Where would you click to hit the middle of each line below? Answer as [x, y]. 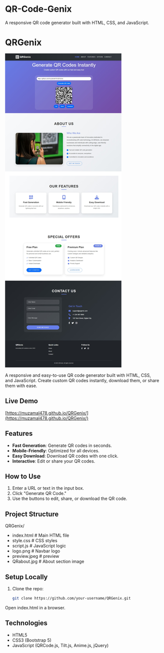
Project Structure [32, 514]
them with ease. [21, 386]
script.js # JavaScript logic [39, 546]
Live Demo [22, 401]
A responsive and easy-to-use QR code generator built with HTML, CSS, [78, 375]
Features [19, 433]
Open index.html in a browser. [35, 607]
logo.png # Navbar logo [36, 551]
